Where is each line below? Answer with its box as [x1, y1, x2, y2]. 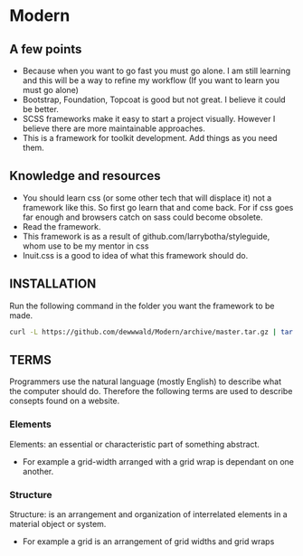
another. [22, 466, 54, 476]
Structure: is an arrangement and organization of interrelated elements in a [9, 508, 288, 520]
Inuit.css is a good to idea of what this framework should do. [22, 250, 249, 260]
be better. [22, 104, 59, 114]
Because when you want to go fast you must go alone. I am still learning [22, 65, 291, 76]
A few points [9, 42, 82, 57]
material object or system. [9, 518, 107, 529]
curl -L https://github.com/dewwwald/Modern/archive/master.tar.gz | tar [9, 327, 294, 336]
